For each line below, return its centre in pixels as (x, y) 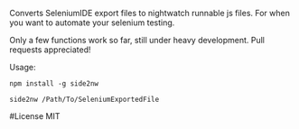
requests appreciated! (51, 50)
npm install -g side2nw (54, 84)
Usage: (23, 67)
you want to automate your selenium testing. (92, 23)
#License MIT (35, 116)
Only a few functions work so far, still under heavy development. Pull (137, 40)
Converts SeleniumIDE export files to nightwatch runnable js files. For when (150, 13)
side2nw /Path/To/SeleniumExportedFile (84, 99)
